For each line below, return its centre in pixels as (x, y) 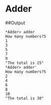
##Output (15, 23)
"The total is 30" (24, 98)
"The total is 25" (24, 63)
